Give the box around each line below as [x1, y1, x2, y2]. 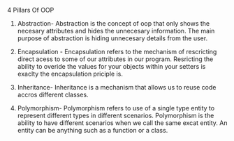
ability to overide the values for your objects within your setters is [17, 63, 206, 70]
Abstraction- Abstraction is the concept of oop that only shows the [17, 19, 210, 27]
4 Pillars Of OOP [7, 6, 54, 14]
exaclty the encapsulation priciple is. [17, 69, 124, 78]
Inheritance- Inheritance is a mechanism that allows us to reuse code [17, 83, 217, 91]
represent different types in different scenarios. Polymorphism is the [17, 111, 214, 119]
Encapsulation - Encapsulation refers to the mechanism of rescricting [17, 48, 217, 56]
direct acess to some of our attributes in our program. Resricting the [17, 55, 214, 63]
